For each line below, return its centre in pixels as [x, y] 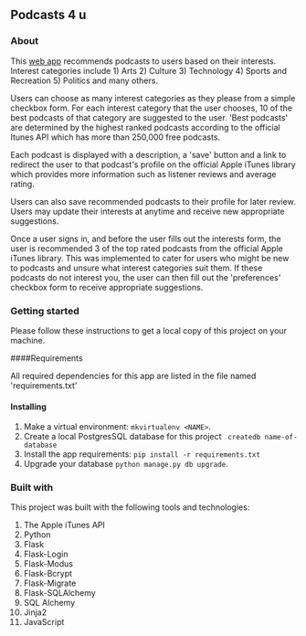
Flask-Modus [48, 564]
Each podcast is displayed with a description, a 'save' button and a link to [148, 154]
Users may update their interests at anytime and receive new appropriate [148, 211]
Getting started [45, 311]
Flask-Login [46, 554]
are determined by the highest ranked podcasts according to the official [146, 127]
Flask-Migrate [50, 583]
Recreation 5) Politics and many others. [84, 80]
